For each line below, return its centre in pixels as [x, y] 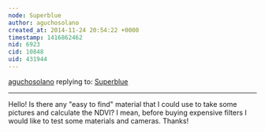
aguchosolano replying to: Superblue [68, 81]
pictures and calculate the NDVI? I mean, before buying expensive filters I [127, 112]
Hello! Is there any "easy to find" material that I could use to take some [123, 104]
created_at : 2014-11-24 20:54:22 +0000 [74, 30]
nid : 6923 [24, 45]
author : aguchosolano [44, 23]
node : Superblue [35, 15]
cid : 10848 [26, 52]
